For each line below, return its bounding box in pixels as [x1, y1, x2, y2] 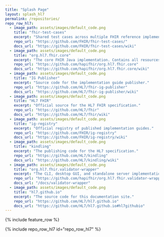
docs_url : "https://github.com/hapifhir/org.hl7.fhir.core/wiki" [14, 67, 150, 72]
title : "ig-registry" [14, 121, 58, 126]
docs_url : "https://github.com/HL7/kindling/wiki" [14, 158, 119, 162]
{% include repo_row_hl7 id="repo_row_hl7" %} [5, 226, 101, 232]
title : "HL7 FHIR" [14, 99, 51, 104]
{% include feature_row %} [5, 217, 60, 223]
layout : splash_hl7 [5, 12, 45, 17]
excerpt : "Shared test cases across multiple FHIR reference [14, 35, 141, 40]
